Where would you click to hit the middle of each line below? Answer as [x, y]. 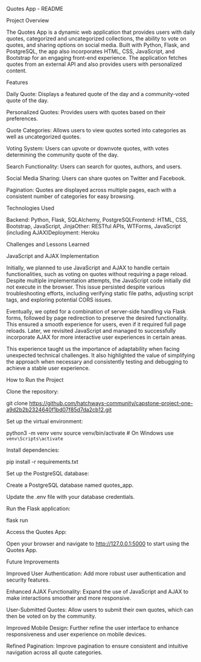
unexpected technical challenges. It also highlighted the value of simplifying [101, 355]
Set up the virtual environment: [45, 421]
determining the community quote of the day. [62, 155]
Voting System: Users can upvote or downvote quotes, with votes [88, 148]
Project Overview [28, 20]
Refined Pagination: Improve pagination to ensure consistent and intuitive [97, 646]
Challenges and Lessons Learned [48, 244]
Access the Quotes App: [37, 532]
